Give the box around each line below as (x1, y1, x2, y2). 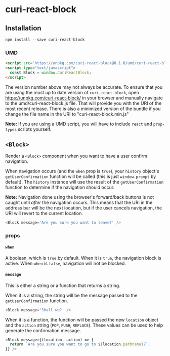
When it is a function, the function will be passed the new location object (5, 316, 158, 323)
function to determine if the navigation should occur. (5, 184, 115, 191)
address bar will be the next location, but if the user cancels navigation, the (5, 205, 162, 211)
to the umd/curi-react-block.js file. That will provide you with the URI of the (5, 100, 162, 106)
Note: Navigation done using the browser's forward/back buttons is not (5, 194, 154, 200)
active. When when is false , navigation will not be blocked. (5, 260, 126, 267)
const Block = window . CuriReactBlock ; (10, 70, 92, 75)
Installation (5, 24, 41, 32)
